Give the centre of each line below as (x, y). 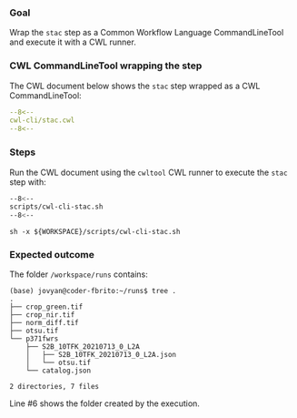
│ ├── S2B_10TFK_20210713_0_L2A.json (101, 355)
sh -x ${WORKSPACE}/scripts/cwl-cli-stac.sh (95, 232)
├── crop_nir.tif (42, 315)
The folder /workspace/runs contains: (79, 274)
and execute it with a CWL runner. (73, 42)
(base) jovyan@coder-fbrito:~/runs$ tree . (93, 291)
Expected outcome (52, 255)
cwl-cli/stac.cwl (42, 120)
